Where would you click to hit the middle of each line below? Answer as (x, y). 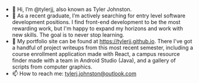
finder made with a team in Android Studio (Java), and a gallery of (94, 60)
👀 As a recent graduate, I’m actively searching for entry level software (99, 16)
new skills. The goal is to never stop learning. (68, 35)
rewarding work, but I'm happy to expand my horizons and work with (97, 28)
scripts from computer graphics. (52, 67)
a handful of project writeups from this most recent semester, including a (103, 48)
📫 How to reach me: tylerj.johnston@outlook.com (74, 73)
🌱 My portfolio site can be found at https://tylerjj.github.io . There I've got (102, 41)
